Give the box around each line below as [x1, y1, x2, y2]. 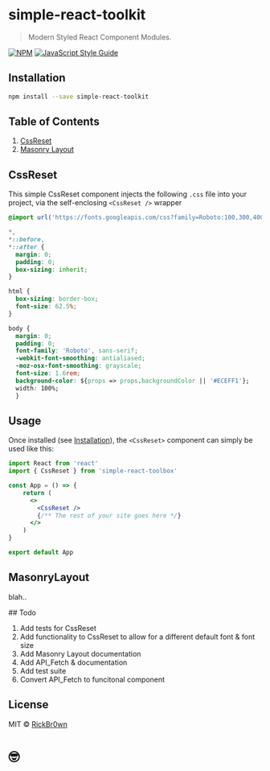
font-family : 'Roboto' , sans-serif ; [15, 347, 138, 355]
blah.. [8, 592, 27, 601]
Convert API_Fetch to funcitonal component [19, 674, 166, 684]
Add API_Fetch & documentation [19, 658, 128, 667]
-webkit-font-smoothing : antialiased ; [15, 354, 146, 363]
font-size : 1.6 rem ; [15, 369, 81, 377]
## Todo [8, 608, 36, 617]
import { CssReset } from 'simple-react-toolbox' [8, 467, 178, 476]
